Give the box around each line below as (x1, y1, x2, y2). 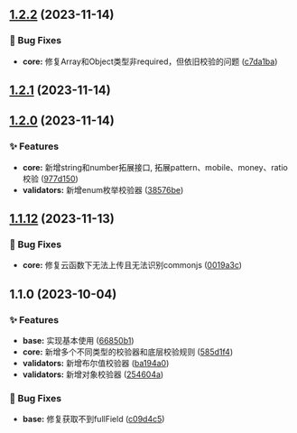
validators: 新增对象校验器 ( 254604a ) (22, 369, 164, 380)
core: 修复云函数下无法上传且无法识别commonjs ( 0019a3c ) (22, 260, 242, 271)
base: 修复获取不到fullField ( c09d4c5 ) (22, 414, 165, 425)
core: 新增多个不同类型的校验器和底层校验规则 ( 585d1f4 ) (22, 346, 233, 357)
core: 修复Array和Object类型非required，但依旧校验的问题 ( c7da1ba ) (22, 56, 278, 67)
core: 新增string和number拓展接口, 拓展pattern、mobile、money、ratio (22, 161, 289, 172)
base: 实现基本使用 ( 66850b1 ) (22, 336, 135, 346)
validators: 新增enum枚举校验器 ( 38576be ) (22, 184, 184, 195)
